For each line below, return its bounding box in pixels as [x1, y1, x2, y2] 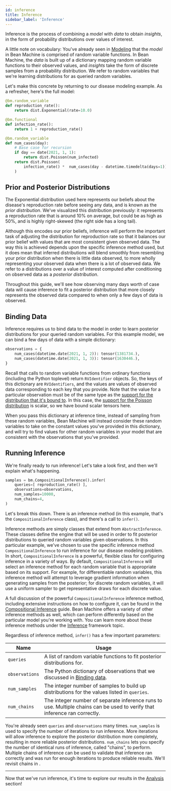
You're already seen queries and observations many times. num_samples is [5, 722, 160, 729]
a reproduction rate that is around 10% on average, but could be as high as [5, 213, 162, 219]
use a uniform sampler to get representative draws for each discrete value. [5, 585, 162, 591]
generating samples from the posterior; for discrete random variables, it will [5, 579, 164, 586]
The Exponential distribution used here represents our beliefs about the [5, 197, 155, 203]
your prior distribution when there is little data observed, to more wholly [5, 255, 156, 261]
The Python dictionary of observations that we [44, 667, 155, 674]
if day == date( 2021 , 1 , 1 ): [14, 150, 76, 155]
